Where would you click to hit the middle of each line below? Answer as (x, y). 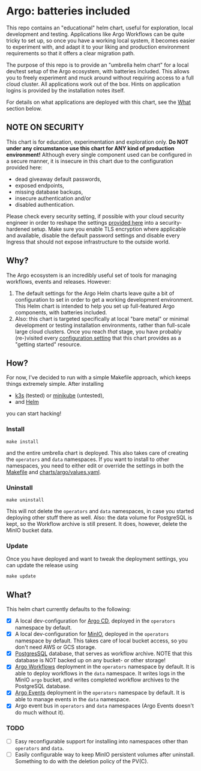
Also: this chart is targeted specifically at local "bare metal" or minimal (102, 318)
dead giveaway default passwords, (58, 179)
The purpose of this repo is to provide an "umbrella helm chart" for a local (97, 65)
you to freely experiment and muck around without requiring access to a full (100, 78)
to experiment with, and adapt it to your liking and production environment (98, 47)
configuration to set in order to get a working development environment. (104, 299)
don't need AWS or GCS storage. (55, 647)
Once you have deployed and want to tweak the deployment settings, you (97, 559)
